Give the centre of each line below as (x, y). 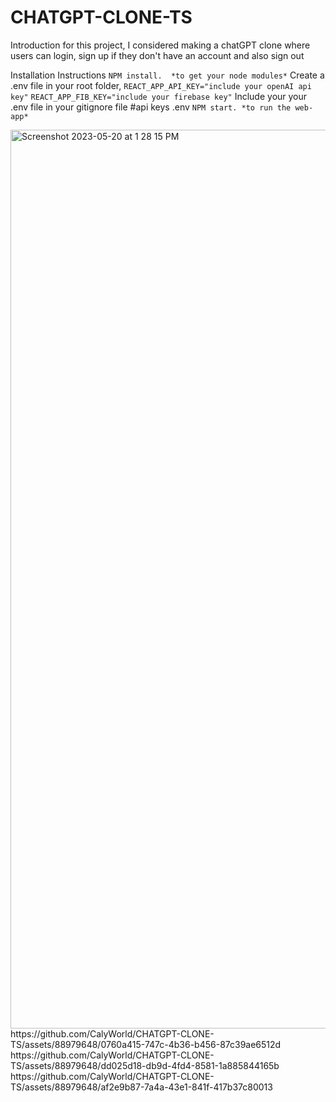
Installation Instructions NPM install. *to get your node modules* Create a (167, 75)
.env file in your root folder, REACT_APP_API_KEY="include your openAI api (161, 85)
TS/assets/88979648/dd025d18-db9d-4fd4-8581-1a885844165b (145, 1065)
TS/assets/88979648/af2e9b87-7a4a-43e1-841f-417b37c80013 (141, 1087)
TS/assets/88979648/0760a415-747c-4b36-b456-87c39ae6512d (146, 1044)
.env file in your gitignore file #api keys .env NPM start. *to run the (151, 107)
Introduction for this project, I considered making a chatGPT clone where (160, 45)
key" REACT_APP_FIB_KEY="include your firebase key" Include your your (159, 96)
